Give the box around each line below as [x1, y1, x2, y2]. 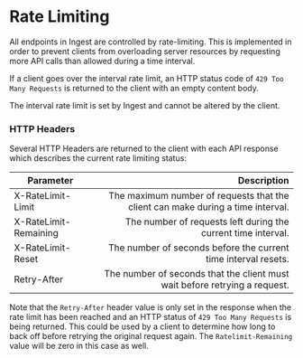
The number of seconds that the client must [104, 268, 289, 280]
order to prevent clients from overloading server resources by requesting [9, 45, 281, 56]
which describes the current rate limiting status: [9, 153, 188, 164]
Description [237, 174, 289, 187]
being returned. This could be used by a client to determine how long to [9, 321, 276, 332]
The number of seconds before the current [107, 241, 289, 254]
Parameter [27, 174, 74, 187]
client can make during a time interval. [127, 201, 289, 213]
